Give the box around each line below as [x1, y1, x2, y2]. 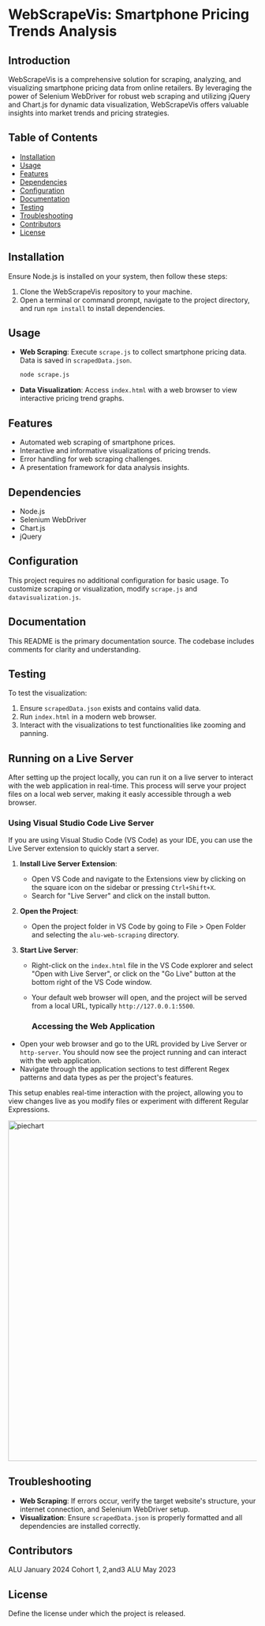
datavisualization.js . [8, 592, 81, 602]
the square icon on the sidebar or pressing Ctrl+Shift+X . [31, 883, 216, 892]
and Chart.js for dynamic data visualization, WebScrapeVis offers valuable [8, 100, 249, 109]
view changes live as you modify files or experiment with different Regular [8, 1096, 249, 1106]
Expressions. [8, 1104, 50, 1114]
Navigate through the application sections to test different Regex [19, 1064, 230, 1073]
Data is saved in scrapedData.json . [19, 355, 132, 365]
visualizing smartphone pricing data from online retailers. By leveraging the [8, 83, 252, 92]
